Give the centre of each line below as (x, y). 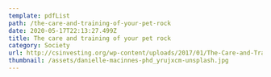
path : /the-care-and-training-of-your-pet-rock (90, 23)
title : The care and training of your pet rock (90, 38)
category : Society (39, 46)
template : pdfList (39, 16)
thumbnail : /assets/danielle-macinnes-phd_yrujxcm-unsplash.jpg (119, 61)
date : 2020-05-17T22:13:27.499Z (63, 30)
